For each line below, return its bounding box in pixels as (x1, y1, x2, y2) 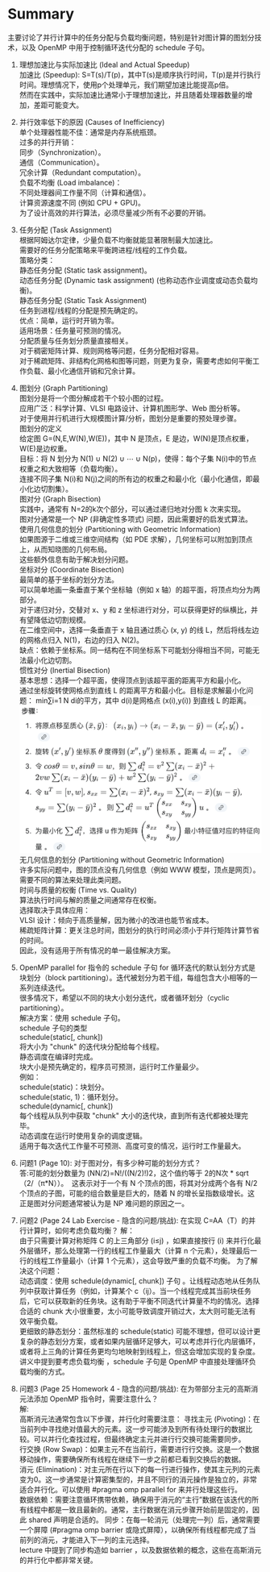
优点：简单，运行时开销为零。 (19, 315, 118, 325)
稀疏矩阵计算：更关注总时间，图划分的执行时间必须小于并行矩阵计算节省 (19, 925, 260, 935)
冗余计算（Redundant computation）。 (19, 167, 146, 177)
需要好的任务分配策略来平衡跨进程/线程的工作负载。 (19, 245, 192, 255)
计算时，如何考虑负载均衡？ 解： (26, 1225, 135, 1235)
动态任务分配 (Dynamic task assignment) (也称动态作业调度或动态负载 (19, 275, 251, 285)
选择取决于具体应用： (19, 905, 90, 915)
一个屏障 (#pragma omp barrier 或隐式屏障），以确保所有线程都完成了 (19, 1524, 249, 1534)
